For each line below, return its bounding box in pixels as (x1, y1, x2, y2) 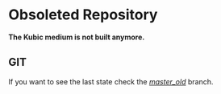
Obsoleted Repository (8, 6, 158, 24)
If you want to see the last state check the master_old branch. (8, 76, 214, 86)
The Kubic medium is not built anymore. (8, 32, 145, 42)
